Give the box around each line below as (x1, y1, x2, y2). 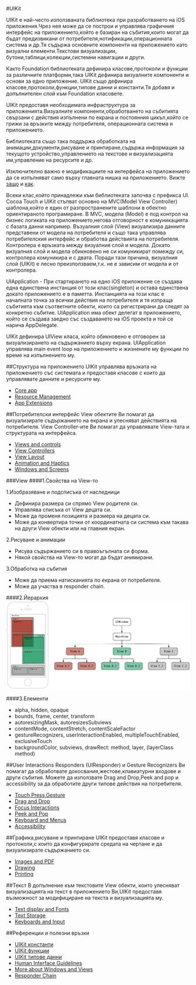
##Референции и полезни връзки (6, 929, 90, 936)
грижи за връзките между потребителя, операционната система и (6, 120, 173, 127)
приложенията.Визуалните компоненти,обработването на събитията (6, 108, 178, 114)
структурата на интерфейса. (6, 430, 77, 436)
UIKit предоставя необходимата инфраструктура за (6, 102, 136, 108)
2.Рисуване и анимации (6, 537, 66, 543)
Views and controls (14, 441, 61, 448)
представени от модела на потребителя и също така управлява (6, 229, 166, 236)
